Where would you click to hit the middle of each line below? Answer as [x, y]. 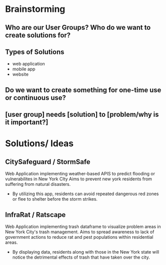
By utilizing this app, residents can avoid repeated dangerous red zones [85, 194]
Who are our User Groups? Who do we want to [78, 27]
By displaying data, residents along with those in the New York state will [86, 252]
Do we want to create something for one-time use [83, 90]
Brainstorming [35, 9]
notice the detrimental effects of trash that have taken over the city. [81, 257]
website [20, 74]
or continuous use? [36, 98]
